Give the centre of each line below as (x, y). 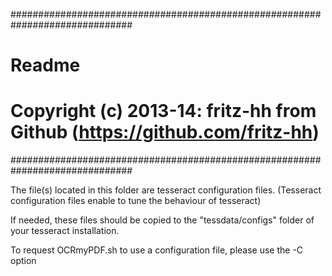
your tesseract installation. (65, 231)
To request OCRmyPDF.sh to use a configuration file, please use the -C (157, 250)
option (23, 261)
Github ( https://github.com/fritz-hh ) (165, 132)
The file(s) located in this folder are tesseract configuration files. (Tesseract (166, 190)
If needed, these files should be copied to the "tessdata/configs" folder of (162, 220)
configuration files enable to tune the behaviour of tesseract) (136, 201)
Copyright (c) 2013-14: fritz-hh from (163, 111)
